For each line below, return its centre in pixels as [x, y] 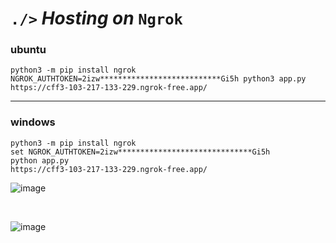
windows [33, 122]
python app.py [40, 160]
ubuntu [28, 50]
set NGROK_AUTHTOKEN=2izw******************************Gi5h [140, 152]
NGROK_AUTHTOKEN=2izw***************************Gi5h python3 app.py [158, 79]
